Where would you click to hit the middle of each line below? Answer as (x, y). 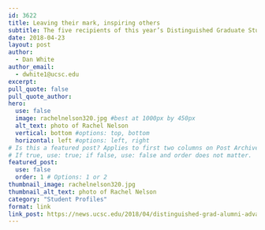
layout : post (30, 45)
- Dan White (35, 60)
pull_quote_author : (40, 96)
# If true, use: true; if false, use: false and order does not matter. (130, 155)
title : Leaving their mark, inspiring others (84, 23)
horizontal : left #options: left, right (82, 140)
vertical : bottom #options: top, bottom (82, 133)
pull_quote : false (38, 89)
